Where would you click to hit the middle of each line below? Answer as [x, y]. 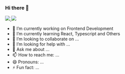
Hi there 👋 [17, 8]
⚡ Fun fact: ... [26, 68]
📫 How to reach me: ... [36, 55]
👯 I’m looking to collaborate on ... [46, 39]
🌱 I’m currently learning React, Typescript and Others [66, 34]
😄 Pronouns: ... [28, 62]
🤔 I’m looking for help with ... [41, 44]
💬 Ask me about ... [31, 49]
